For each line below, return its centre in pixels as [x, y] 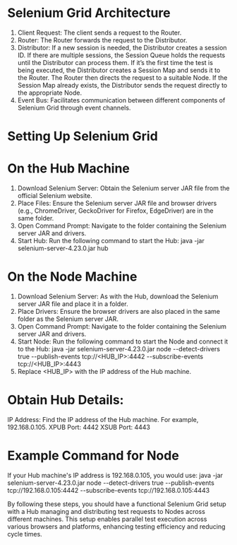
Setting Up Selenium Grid [83, 136]
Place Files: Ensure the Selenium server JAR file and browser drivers [117, 204]
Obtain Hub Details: [66, 400]
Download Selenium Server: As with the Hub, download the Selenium [118, 296]
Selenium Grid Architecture [89, 13]
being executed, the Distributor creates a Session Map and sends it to [119, 70]
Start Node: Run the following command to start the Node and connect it [123, 341]
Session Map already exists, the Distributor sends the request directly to [122, 85]
